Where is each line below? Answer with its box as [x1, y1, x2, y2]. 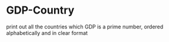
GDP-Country [6, 4, 75, 17]
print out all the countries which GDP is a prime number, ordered [6, 23, 164, 30]
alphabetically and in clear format [6, 29, 88, 36]
